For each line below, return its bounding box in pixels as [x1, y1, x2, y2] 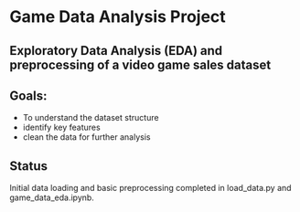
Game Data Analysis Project [9, 6, 226, 27]
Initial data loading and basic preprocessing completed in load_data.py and [9, 183, 292, 194]
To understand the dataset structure [22, 112, 159, 123]
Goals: [9, 88, 48, 103]
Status [9, 158, 48, 174]
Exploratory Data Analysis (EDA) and [9, 43, 223, 58]
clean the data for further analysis [22, 132, 151, 143]
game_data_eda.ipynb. [9, 192, 94, 203]
